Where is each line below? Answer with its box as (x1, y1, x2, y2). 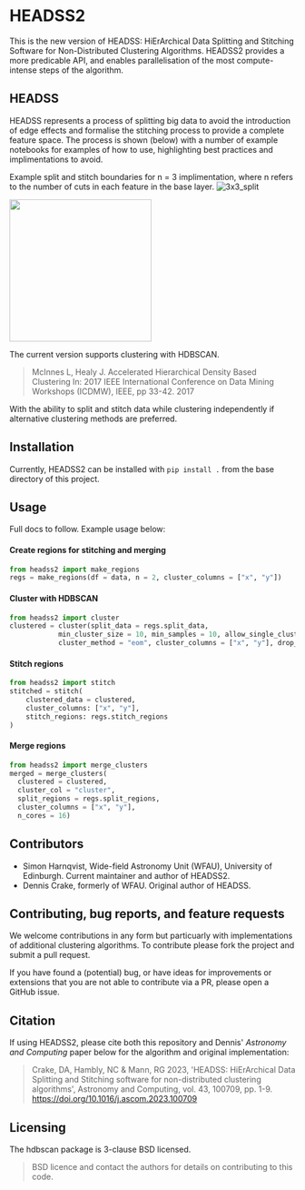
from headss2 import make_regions (9, 565, 141, 574)
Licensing (9, 1120, 66, 1135)
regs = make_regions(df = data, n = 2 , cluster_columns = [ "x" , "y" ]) (9, 573, 282, 582)
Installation (9, 439, 74, 455)
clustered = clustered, (17, 777, 107, 787)
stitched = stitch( (9, 687, 84, 696)
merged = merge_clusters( (9, 769, 107, 778)
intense (9, 65, 38, 76)
